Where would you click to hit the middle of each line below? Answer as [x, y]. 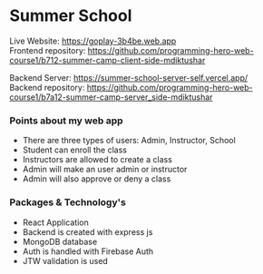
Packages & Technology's [68, 202]
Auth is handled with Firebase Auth [88, 251]
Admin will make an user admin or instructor [105, 170]
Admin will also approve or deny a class [97, 179]
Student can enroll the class [74, 150]
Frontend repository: [48, 50]
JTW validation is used [65, 260]
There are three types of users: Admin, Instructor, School [129, 141]
